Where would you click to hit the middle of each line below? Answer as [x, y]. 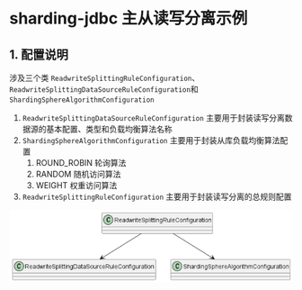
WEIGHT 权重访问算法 [76, 185]
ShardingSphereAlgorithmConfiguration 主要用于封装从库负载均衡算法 [151, 140]
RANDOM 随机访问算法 [78, 174]
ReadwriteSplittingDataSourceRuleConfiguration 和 [104, 89]
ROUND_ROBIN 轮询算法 [81, 163]
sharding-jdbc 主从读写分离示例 [129, 18]
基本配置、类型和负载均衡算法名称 [109, 129]
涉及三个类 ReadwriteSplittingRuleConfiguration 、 [105, 78]
